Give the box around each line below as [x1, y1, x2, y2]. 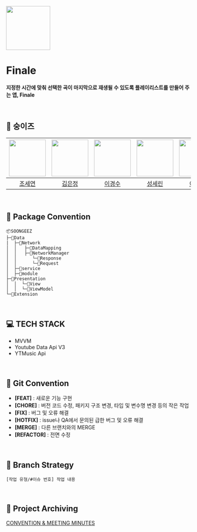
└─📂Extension [6, 291, 38, 297]
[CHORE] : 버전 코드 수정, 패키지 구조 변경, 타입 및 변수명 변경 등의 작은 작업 [14, 402, 189, 409]
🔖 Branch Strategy [6, 460, 74, 470]
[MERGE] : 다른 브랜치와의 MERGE [14, 424, 96, 431]
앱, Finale [12, 91, 35, 98]
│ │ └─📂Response [6, 255, 62, 261]
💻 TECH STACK [6, 319, 66, 329]
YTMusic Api [14, 350, 46, 357]
